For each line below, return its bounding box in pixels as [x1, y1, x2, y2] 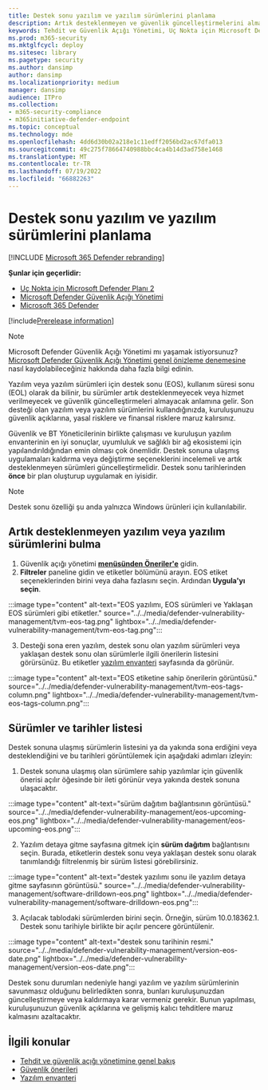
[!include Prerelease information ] [8, 316, 114, 326]
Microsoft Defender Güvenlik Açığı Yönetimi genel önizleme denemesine [8, 355, 246, 365]
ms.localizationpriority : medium [8, 78, 120, 86]
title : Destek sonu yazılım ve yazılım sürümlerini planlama [8, 11, 216, 20]
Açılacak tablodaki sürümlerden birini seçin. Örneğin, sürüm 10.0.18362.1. [19, 913, 259, 922]
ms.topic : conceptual [8, 123, 81, 131]
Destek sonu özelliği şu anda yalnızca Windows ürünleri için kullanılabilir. [8, 502, 247, 511]
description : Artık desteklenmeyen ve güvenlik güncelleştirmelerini [8, 19, 245, 27]
